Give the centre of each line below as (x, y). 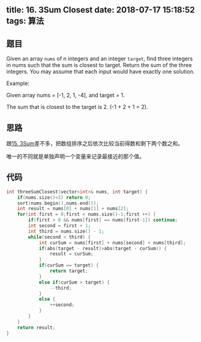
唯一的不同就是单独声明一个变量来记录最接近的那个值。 (75, 156)
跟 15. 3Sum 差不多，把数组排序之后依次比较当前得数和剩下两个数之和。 (95, 144)
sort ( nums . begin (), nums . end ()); (58, 203)
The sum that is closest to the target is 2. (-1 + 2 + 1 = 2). (77, 107)
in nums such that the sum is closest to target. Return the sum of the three (99, 65)
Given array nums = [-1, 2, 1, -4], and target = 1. (66, 95)
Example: (18, 83)
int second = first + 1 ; (60, 226)
